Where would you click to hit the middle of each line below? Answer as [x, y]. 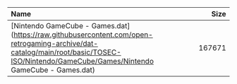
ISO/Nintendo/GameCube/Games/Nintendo [82, 61]
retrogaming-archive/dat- [55, 43]
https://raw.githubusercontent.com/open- [83, 35]
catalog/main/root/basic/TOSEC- [66, 52]
